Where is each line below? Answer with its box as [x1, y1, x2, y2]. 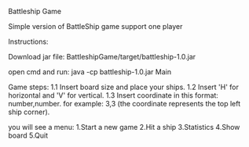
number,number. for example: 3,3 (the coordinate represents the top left [8, 99, 241, 108]
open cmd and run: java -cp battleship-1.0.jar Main [8, 67, 172, 77]
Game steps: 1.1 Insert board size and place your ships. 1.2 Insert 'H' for [8, 82, 240, 91]
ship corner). [8, 107, 50, 117]
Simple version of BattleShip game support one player [8, 22, 183, 30]
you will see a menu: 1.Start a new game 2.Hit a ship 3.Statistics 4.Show [8, 123, 240, 131]
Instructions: [8, 37, 49, 46]
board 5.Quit [8, 131, 49, 140]
